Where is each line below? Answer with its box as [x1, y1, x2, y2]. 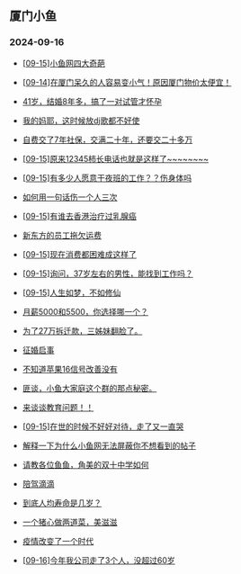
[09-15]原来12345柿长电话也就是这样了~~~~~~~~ [22, 153, 210, 164]
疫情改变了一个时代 [22, 535, 94, 546]
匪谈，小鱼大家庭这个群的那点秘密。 [22, 382, 157, 393]
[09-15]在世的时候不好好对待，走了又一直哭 [22, 421, 184, 432]
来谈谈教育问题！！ [22, 401, 94, 412]
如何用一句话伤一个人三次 [22, 192, 118, 202]
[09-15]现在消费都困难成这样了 [22, 248, 137, 259]
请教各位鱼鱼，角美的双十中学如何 [22, 459, 149, 470]
